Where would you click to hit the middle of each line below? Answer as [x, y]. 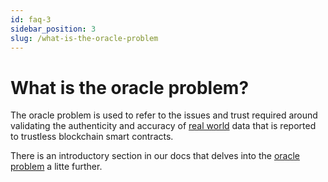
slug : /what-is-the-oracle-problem [84, 38]
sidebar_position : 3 [53, 29]
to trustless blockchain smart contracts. [92, 137]
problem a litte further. [56, 167]
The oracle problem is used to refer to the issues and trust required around [164, 115]
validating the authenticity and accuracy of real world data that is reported [163, 126]
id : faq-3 [31, 19]
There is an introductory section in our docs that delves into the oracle [155, 156]
